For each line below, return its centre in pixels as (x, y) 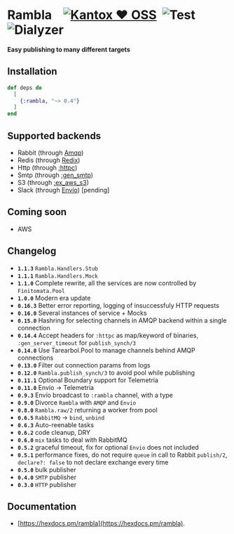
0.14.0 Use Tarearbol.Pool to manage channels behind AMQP (106, 350)
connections (35, 358)
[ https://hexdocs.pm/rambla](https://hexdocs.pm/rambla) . (101, 523)
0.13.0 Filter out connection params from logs (84, 365)
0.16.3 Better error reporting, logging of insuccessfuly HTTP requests (118, 305)
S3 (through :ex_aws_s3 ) (53, 182)
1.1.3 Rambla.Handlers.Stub (57, 268)
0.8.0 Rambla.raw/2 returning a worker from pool (87, 410)
